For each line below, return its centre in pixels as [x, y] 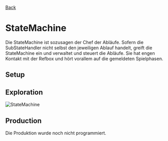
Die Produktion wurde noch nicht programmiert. [56, 133]
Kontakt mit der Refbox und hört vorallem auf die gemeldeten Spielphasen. [84, 58]
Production [24, 121]
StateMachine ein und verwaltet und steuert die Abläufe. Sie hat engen [80, 53]
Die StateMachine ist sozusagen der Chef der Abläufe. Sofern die [74, 42]
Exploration [24, 92]
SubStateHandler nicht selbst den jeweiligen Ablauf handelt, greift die [79, 48]
